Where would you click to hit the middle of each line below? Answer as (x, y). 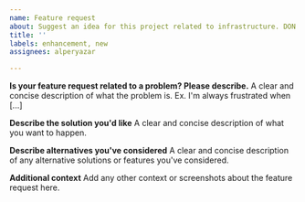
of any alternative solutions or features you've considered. (120, 160)
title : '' (28, 35)
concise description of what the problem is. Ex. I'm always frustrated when (150, 96)
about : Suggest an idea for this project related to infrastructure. (145, 27)
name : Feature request (53, 18)
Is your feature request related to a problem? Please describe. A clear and (152, 86)
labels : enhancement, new (58, 43)
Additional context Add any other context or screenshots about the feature (151, 178)
